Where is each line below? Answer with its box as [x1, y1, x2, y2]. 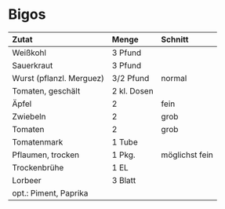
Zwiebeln [12, 111, 46, 122]
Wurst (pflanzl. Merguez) [12, 72, 104, 83]
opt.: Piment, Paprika [12, 187, 89, 198]
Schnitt [161, 34, 189, 45]
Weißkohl [12, 47, 47, 58]
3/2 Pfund [111, 72, 150, 83]
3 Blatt [111, 174, 136, 185]
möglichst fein [161, 149, 213, 160]
